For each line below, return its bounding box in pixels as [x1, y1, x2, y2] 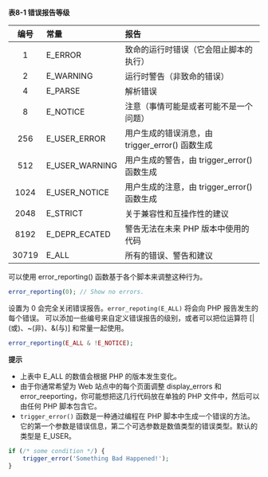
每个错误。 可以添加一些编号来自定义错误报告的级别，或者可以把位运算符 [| [8, 313, 255, 323]
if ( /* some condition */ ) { [8, 447, 105, 455]
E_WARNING [45, 71, 93, 81]
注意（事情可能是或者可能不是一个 [124, 101, 254, 111]
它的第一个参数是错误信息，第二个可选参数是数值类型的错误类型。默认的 [19, 421, 258, 431]
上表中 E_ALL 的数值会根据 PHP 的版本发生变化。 [19, 371, 182, 381]
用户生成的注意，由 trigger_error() [124, 182, 253, 192]
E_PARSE [45, 85, 81, 96]
